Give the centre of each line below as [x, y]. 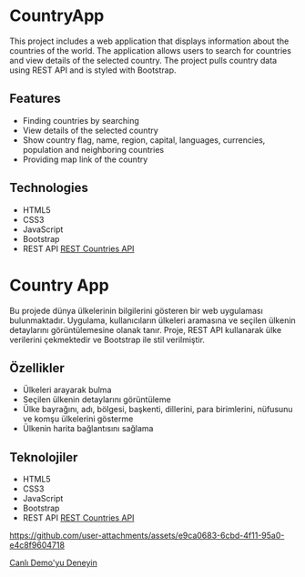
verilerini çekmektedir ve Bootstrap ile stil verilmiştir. [107, 339]
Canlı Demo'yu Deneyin [54, 563]
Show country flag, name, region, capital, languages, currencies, [144, 140]
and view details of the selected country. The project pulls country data [143, 60]
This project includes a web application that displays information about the [149, 41]
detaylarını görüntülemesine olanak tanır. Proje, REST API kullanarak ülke [146, 329]
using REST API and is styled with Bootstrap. [93, 70]
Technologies [49, 188]
